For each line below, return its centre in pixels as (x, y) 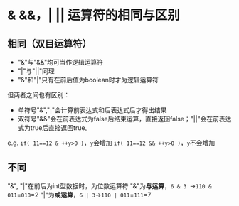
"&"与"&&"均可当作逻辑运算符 (60, 62)
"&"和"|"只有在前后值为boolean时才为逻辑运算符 (88, 80)
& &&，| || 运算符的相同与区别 (94, 15)
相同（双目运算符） (49, 44)
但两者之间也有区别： (38, 95)
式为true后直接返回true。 (54, 128)
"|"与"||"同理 (36, 71)
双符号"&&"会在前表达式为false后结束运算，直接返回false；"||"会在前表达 (124, 119)
